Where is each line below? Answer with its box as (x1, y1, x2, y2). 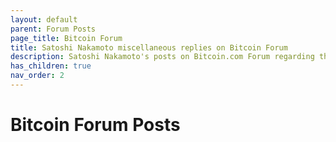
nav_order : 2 (10, 71, 65, 81)
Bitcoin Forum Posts (10, 114, 181, 136)
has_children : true (10, 61, 92, 71)
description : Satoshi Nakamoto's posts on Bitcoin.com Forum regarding (10, 52, 315, 62)
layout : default (10, 14, 78, 25)
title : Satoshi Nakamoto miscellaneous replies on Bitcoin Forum (10, 42, 288, 53)
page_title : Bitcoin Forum (10, 33, 123, 43)
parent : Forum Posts (10, 24, 97, 34)
